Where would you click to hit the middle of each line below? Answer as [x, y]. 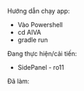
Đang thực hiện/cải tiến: [42, 54]
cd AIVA [29, 32]
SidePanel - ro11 [41, 67]
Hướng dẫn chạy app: [39, 11]
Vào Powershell [40, 25]
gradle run [32, 40]
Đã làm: [18, 81]
